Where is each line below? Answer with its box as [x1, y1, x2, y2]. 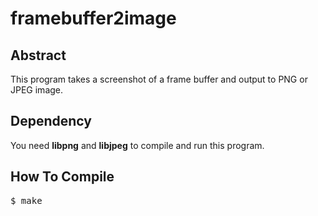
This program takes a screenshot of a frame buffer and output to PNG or [10, 73, 308, 85]
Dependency [10, 113, 92, 130]
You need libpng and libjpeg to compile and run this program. [10, 139, 265, 151]
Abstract [10, 47, 67, 64]
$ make [10, 195, 43, 206]
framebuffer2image [10, 7, 177, 30]
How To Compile [10, 168, 115, 186]
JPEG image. [10, 84, 64, 96]
